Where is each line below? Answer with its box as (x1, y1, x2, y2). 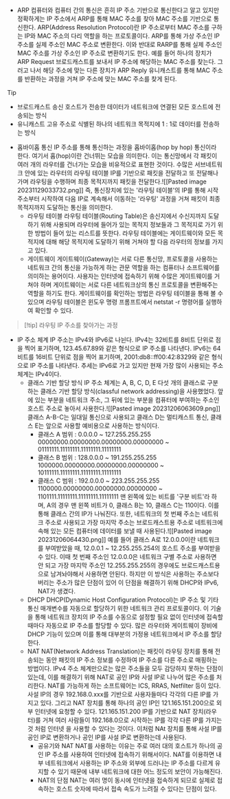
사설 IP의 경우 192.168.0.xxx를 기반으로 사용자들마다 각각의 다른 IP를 (27, 690, 211, 698)
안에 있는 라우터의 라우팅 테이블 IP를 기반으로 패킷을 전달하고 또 (24, 169, 195, 177)
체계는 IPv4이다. (16, 370, 62, 378)
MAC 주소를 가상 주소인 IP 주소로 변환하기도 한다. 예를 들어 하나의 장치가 (16, 49, 212, 57)
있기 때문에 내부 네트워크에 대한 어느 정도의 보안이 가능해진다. (57, 767, 223, 776)
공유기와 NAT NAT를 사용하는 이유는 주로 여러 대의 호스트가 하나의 (37, 742, 216, 749)
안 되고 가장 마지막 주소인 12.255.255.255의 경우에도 (37, 561, 181, 569)
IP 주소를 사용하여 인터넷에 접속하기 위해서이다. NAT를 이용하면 (45, 750, 215, 758)
